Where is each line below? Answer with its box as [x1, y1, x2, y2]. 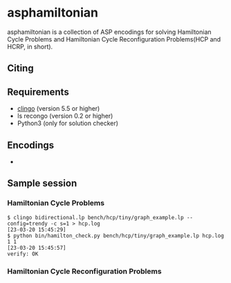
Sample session [7, 178, 77, 190]
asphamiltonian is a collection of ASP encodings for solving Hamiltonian [7, 28, 212, 36]
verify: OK [7, 250, 39, 257]
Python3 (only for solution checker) [17, 119, 119, 127]
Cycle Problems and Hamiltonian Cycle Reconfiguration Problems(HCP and [7, 35, 221, 43]
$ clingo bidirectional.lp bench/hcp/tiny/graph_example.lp [7, 214, 185, 221]
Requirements [7, 86, 69, 98]
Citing [7, 62, 34, 74]
